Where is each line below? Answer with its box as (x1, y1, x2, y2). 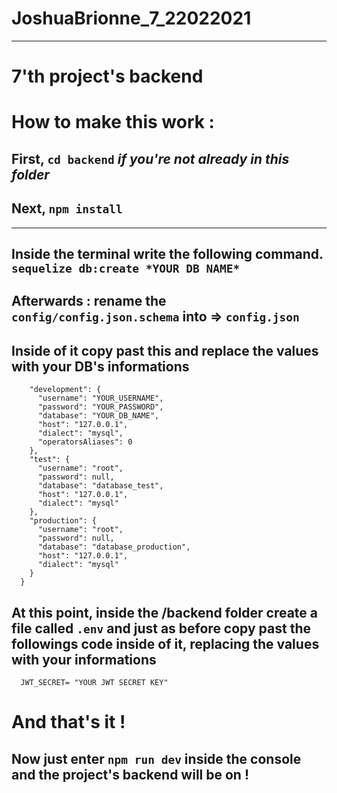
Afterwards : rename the (11, 293, 167, 310)
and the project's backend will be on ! (11, 766, 249, 783)
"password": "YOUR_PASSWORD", (37, 402, 164, 412)
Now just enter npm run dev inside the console (11, 750, 302, 767)
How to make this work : (11, 111, 215, 134)
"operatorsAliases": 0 (37, 437, 133, 447)
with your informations (11, 651, 157, 668)
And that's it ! (11, 711, 126, 734)
